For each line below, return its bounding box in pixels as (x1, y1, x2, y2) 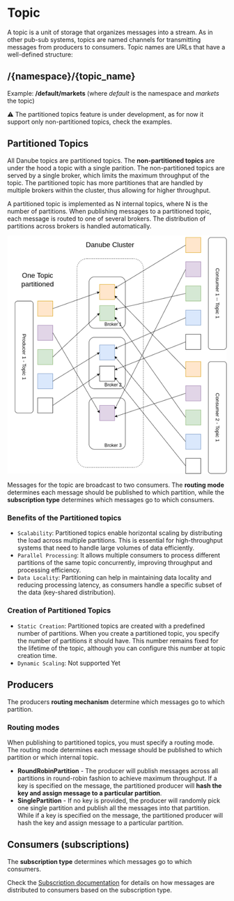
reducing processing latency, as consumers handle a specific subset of (17, 581, 222, 589)
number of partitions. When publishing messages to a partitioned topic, (7, 207, 212, 215)
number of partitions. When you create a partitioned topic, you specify (17, 629, 220, 637)
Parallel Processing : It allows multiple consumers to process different (17, 551, 221, 559)
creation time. (17, 651, 57, 659)
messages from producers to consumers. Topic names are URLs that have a (7, 43, 226, 51)
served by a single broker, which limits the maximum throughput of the (7, 171, 210, 180)
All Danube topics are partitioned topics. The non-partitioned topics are (7, 156, 215, 165)
